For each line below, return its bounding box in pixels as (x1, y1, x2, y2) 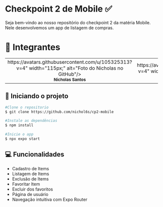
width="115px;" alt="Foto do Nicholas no (29, 64, 124, 71)
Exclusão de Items (12, 176, 49, 182)
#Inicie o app (5, 132, 34, 136)
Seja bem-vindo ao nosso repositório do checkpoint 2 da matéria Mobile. (5, 19, 151, 25)
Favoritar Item (12, 181, 40, 187)
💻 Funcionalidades (5, 150, 65, 159)
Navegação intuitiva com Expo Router (12, 196, 87, 202)
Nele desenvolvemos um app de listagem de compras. (5, 25, 114, 30)
